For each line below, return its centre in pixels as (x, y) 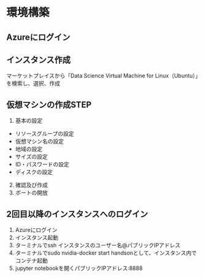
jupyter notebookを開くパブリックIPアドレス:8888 (79, 268)
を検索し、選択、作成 (33, 83)
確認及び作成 (31, 185)
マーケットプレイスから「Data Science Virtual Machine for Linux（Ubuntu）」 (102, 76)
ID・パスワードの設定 (42, 164)
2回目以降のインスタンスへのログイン (77, 214)
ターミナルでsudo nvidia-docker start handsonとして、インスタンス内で (106, 253)
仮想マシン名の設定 (40, 141)
